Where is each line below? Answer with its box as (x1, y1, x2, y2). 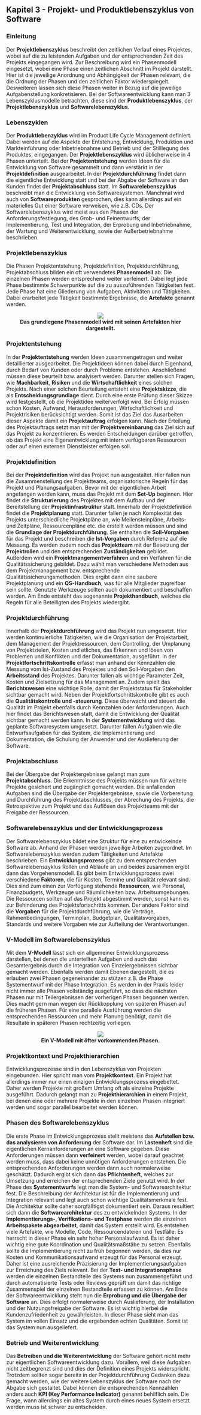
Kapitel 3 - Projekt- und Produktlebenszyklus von (6, 5, 194, 15)
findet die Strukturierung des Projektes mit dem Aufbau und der (6, 496, 166, 503)
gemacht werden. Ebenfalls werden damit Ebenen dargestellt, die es (6, 969, 175, 976)
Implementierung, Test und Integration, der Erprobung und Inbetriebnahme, (6, 221, 192, 228)
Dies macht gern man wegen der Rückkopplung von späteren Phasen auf (6, 1000, 187, 1008)
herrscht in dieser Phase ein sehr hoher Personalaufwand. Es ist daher (6, 1234, 181, 1242)
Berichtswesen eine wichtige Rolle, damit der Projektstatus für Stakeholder (6, 685, 193, 692)
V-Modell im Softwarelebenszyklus (6, 936, 111, 944)
